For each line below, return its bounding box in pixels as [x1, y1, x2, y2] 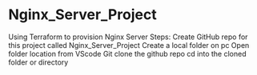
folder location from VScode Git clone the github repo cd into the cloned [8, 49, 247, 58]
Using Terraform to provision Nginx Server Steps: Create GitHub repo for [8, 32, 248, 41]
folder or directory [8, 57, 69, 67]
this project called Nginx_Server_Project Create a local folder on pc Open [8, 40, 250, 49]
